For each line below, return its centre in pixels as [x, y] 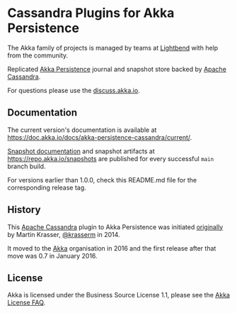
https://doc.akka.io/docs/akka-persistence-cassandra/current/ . [100, 137]
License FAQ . [27, 302]
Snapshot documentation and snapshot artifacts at [81, 151]
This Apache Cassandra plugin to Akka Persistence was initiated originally [115, 227]
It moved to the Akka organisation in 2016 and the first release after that [112, 248]
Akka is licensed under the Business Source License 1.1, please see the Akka [118, 295]
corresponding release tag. [47, 187]
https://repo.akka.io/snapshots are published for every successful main [111, 158]
